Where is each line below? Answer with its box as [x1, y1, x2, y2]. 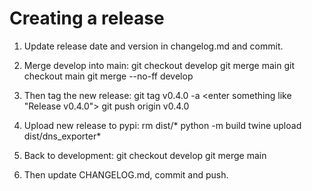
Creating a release [9, 7, 165, 30]
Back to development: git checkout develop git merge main [23, 149, 267, 161]
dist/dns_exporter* [23, 130, 102, 142]
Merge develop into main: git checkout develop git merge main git [23, 59, 295, 71]
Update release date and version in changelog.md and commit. [23, 40, 284, 52]
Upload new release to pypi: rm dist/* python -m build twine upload [23, 119, 302, 131]
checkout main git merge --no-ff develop [23, 70, 194, 82]
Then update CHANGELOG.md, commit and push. [23, 168, 229, 181]
